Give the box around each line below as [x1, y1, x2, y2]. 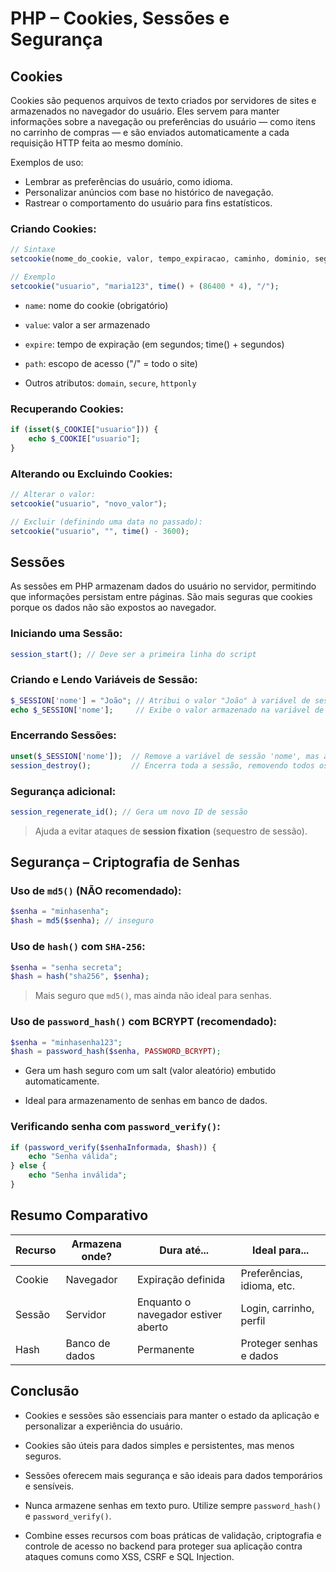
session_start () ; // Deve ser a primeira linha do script [10, 649, 257, 659]
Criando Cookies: [10, 222, 97, 236]
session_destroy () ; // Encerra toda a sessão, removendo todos [10, 760, 315, 771]
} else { [10, 1161, 47, 1171]
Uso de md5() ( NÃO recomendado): [10, 884, 182, 898]
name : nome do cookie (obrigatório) [24, 299, 169, 311]
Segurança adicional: [10, 784, 117, 798]
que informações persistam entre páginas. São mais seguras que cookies [10, 591, 313, 603]
